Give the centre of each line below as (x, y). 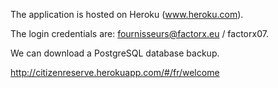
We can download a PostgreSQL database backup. (115, 53)
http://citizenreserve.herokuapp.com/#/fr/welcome (115, 72)
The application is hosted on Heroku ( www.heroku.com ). (127, 14)
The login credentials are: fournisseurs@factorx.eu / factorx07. (139, 33)
